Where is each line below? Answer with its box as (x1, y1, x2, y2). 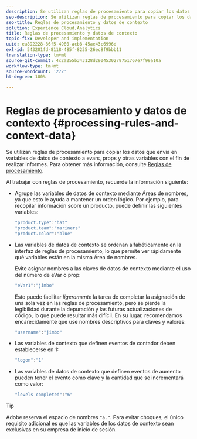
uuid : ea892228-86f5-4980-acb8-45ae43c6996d (6, 42, 117, 47)
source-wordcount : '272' (6, 68, 67, 74)
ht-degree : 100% (6, 74, 46, 80)
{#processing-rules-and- (52, 116, 179, 130)
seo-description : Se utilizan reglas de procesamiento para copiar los (6, 14, 185, 20)
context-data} (6, 129, 76, 142)
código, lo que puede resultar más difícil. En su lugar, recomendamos (14, 311, 182, 319)
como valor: (14, 380, 44, 387)
